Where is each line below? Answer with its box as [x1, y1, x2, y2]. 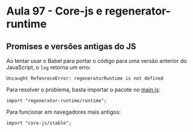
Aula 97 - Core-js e [6, 4, 103, 18]
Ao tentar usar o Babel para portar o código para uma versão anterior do [6, 58, 187, 64]
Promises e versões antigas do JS [6, 41, 136, 51]
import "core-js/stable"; [6, 120, 71, 126]
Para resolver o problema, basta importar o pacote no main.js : [6, 86, 161, 93]
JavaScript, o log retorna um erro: [6, 64, 91, 71]
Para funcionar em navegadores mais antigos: [6, 108, 121, 116]
